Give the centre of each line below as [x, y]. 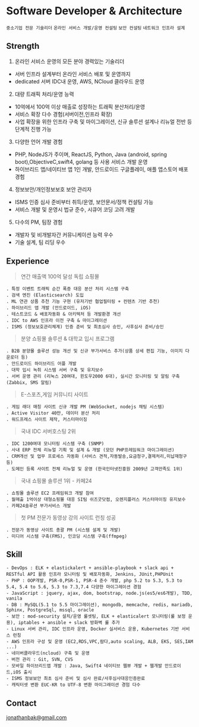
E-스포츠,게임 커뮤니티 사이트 [55, 394]
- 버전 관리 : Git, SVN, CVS [40, 660]
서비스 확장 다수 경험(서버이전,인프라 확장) [64, 114]
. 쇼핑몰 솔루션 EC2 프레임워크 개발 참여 [50, 493]
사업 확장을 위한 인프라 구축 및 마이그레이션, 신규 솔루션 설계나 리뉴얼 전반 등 [103, 121]
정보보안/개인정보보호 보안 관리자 [53, 189]
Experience [28, 261]
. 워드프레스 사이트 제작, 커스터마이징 [47, 419]
